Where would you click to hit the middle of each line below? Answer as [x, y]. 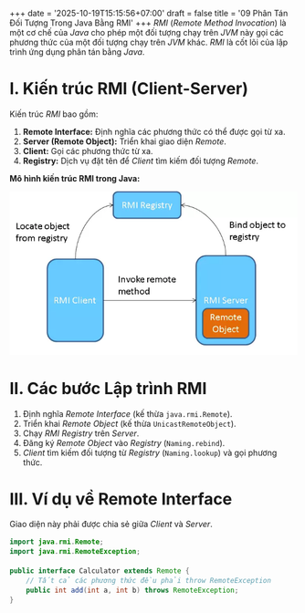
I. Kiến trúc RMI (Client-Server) [129, 89]
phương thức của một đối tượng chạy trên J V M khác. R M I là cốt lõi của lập [149, 42]
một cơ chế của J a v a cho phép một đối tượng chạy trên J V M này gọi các [147, 32]
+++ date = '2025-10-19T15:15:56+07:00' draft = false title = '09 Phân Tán [149, 13]
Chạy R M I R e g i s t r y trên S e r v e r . [81, 433]
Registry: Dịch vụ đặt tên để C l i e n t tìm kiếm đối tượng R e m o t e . [140, 161]
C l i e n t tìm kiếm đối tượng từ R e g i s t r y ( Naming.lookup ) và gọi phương [150, 452]
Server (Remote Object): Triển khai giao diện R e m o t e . [124, 141]
